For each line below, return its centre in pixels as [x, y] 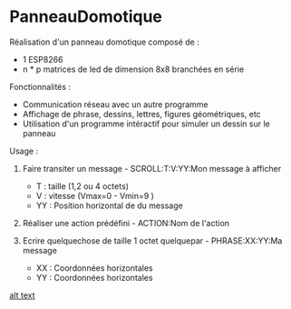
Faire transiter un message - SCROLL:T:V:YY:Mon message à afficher [152, 168]
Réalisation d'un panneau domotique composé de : [104, 42]
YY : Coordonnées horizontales [94, 277]
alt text [22, 295]
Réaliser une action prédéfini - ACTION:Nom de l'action [126, 223]
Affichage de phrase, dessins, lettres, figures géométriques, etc [141, 114]
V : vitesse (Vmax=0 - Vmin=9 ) [95, 195]
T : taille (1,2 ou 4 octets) [82, 186]
